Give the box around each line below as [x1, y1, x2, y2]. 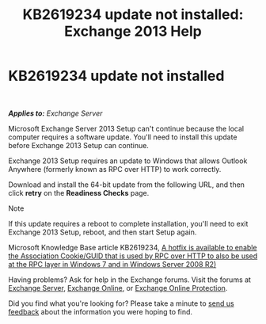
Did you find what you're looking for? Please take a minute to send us [8, 299, 235, 308]
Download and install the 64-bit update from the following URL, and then [8, 180, 245, 189]
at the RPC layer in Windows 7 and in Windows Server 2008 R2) [8, 259, 217, 269]
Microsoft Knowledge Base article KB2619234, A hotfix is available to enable [8, 242, 257, 252]
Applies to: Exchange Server [8, 109, 103, 118]
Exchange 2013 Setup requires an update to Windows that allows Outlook [8, 156, 248, 166]
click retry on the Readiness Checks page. [8, 188, 150, 197]
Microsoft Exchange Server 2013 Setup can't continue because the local [8, 124, 244, 133]
